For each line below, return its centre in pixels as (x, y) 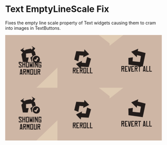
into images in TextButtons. (33, 28)
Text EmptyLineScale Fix (57, 9)
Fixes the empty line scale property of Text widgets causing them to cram (81, 23)
